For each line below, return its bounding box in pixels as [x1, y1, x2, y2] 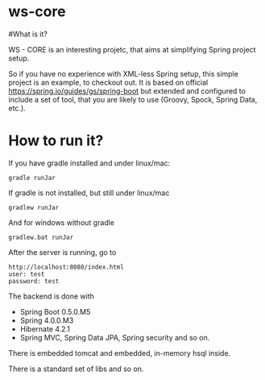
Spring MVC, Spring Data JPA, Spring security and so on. [19, 332, 210, 342]
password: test [8, 277, 60, 285]
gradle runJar [8, 173, 56, 182]
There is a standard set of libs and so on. [8, 364, 144, 374]
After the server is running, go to [8, 247, 117, 257]
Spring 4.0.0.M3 [19, 315, 74, 325]
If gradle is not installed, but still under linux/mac [8, 188, 170, 198]
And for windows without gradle [8, 217, 115, 228]
